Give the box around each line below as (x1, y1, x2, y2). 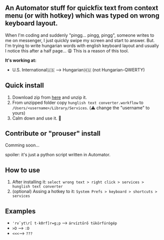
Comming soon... (5, 142, 40, 148)
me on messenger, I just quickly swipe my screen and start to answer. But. (5, 37, 155, 43)
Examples (5, 207, 36, 215)
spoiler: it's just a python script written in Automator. (5, 152, 111, 158)
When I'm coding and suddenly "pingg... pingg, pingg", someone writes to (5, 32, 154, 38)
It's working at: (5, 57, 37, 63)
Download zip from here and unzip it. (12, 94, 87, 100)
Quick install (5, 81, 44, 90)
